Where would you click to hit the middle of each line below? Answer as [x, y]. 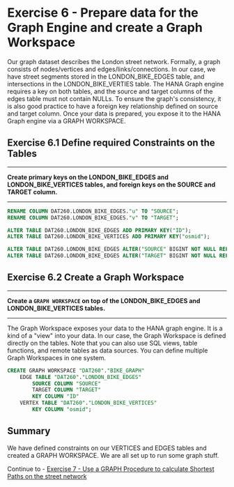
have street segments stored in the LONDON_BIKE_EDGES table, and [106, 76]
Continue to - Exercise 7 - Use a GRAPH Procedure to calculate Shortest [111, 469]
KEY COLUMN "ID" [56, 396]
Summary [29, 431]
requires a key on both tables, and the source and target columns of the [110, 91]
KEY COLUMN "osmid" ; [62, 410]
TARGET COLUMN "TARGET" [67, 390]
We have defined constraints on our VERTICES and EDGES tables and [107, 448]
